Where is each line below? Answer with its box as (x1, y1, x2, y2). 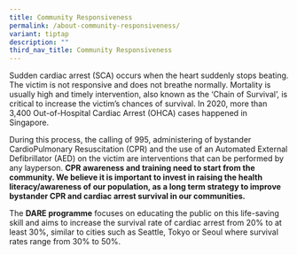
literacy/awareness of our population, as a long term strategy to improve (9, 182, 282, 192)
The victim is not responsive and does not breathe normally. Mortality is (9, 80, 271, 90)
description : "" (9, 37, 69, 47)
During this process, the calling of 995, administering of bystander (9, 135, 252, 145)
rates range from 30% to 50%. (9, 236, 121, 247)
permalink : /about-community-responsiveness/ (9, 21, 180, 30)
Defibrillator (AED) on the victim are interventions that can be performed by (9, 153, 285, 164)
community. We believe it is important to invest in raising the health (9, 172, 263, 182)
